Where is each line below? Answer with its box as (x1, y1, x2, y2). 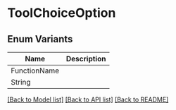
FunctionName (11, 66, 60, 75)
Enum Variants (7, 33, 73, 45)
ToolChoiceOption (7, 5, 116, 21)
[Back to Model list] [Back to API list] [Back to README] (7, 95, 169, 104)
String (11, 78, 31, 87)
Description (65, 54, 106, 63)
